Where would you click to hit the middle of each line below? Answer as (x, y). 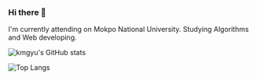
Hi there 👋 (28, 12)
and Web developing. (42, 37)
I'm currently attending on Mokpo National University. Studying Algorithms (128, 30)
